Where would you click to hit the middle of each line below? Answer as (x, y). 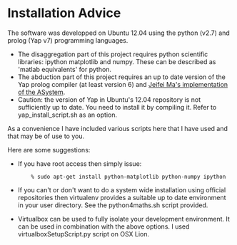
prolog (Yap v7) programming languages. (68, 40)
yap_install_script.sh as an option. (67, 115)
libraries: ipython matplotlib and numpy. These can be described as (117, 61)
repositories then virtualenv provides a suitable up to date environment (122, 197)
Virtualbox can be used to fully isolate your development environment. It (124, 219)
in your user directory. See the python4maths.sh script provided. (113, 205)
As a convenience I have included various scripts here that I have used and (118, 128)
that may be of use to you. (46, 136)
